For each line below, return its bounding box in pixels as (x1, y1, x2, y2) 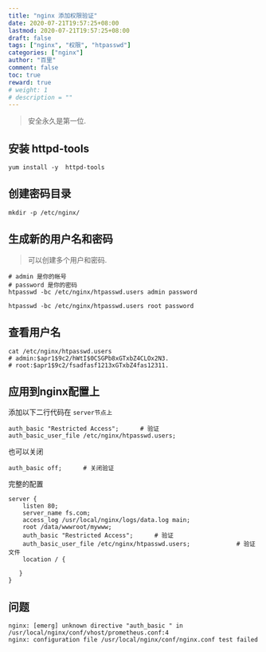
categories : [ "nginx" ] (8, 49, 84, 57)
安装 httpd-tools (8, 141, 90, 156)
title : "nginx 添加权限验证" (8, 11, 98, 20)
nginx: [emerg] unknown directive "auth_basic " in (8, 622, 183, 630)
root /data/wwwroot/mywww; (22, 524, 112, 531)
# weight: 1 (8, 85, 48, 94)
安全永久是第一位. (27, 117, 86, 126)
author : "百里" (8, 57, 57, 65)
